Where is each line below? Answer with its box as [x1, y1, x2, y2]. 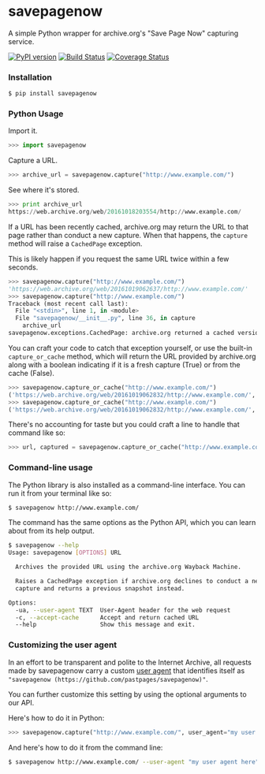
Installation [8, 72, 53, 83]
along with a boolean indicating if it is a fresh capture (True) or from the [8, 359, 241, 369]
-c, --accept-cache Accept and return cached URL [15, 613, 200, 621]
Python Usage [8, 109, 64, 120]
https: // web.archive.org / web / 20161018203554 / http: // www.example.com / [8, 208, 242, 216]
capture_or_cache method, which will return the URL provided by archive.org [8, 352, 256, 361]
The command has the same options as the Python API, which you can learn [8, 518, 256, 527]
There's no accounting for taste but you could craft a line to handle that [8, 420, 240, 430]
